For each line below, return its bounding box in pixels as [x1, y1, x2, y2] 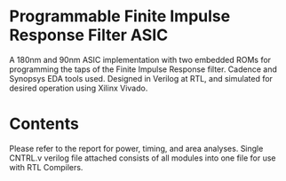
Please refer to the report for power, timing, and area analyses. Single [9, 143, 264, 153]
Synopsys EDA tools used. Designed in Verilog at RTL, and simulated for [9, 73, 274, 83]
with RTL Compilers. [9, 161, 83, 172]
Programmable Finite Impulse [9, 6, 231, 27]
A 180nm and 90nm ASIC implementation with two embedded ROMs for [9, 54, 272, 65]
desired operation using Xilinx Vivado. [9, 83, 148, 93]
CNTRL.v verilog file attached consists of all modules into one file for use [9, 153, 276, 163]
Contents [9, 114, 80, 134]
